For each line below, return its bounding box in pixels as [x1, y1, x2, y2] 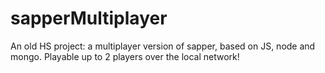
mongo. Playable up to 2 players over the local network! [10, 50, 240, 62]
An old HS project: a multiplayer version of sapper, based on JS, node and [10, 40, 316, 52]
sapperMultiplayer [10, 7, 168, 30]
